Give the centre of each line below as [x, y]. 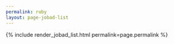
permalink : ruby [26, 12]
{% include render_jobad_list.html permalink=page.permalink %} [87, 34]
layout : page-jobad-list [37, 17]
